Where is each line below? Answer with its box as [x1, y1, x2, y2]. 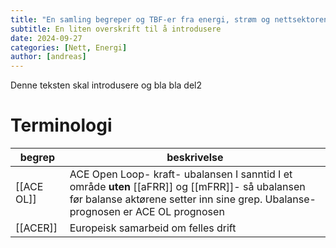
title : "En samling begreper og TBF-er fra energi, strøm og [10, 14, 271, 25]
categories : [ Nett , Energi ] [10, 42, 128, 53]
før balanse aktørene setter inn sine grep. [69, 192, 263, 206]
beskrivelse [166, 151, 224, 165]
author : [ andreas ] [10, 52, 87, 62]
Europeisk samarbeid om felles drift [69, 221, 237, 235]
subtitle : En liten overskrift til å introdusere [10, 24, 222, 34]
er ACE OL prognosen [123, 205, 225, 219]
